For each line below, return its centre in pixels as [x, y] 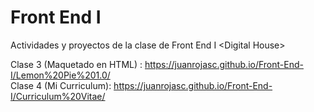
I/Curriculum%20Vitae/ [58, 96]
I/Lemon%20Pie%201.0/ [60, 75]
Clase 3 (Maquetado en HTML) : [76, 64]
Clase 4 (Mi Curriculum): [61, 85]
